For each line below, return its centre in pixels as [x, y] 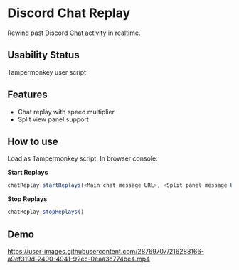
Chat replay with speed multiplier [66, 112]
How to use [33, 141]
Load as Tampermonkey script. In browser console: [83, 158]
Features [27, 95]
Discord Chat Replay [69, 13]
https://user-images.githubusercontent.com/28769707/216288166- [106, 251]
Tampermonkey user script [47, 72]
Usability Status [43, 55]
